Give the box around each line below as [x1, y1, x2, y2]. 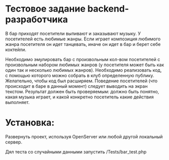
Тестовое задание [5, 3, 86, 15]
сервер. [5, 139, 23, 145]
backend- [87, 3, 129, 15]
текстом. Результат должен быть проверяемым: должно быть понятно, [5, 88, 159, 94]
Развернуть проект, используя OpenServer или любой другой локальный [5, 133, 163, 139]
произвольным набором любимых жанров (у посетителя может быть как [5, 62, 164, 68]
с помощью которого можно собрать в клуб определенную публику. [5, 72, 154, 78]
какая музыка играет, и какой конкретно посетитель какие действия [5, 94, 154, 100]
